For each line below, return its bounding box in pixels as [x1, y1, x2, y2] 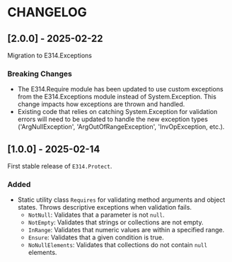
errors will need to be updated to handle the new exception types [17, 115, 209, 124]
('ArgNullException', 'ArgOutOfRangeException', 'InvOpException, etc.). [17, 123, 225, 131]
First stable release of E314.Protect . [7, 162, 112, 171]
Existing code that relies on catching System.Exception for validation [17, 108, 218, 116]
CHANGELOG [7, 4, 87, 21]
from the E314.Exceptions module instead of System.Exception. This [17, 93, 217, 101]
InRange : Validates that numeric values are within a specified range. [28, 226, 225, 234]
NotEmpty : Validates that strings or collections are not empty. [28, 218, 204, 227]
